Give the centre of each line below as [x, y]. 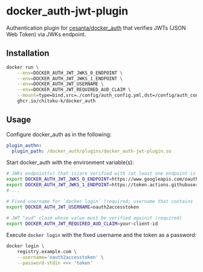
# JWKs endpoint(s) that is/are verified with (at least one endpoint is [101, 173]
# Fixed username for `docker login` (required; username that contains [100, 201]
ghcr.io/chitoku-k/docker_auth [56, 101]
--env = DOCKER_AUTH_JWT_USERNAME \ [60, 84]
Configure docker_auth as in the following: [59, 134]
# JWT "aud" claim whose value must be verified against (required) [94, 218]
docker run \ [23, 67]
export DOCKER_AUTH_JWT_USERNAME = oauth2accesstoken [72, 207]
